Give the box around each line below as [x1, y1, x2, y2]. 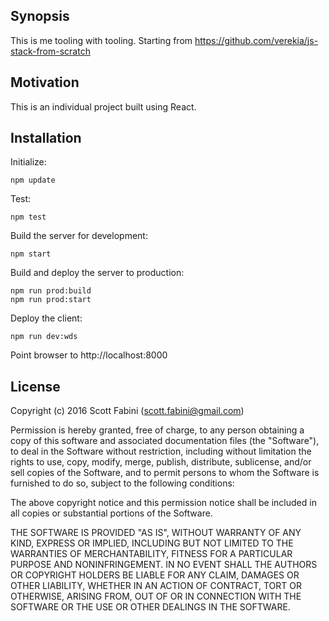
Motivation [10, 74, 80, 91]
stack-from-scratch [10, 45, 91, 57]
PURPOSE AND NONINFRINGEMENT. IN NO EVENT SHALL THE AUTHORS [10, 559, 318, 571]
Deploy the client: [10, 312, 83, 324]
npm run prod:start [10, 295, 92, 305]
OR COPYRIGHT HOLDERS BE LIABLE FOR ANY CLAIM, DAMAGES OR [10, 569, 300, 581]
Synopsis [10, 8, 70, 25]
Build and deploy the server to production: [10, 267, 185, 279]
